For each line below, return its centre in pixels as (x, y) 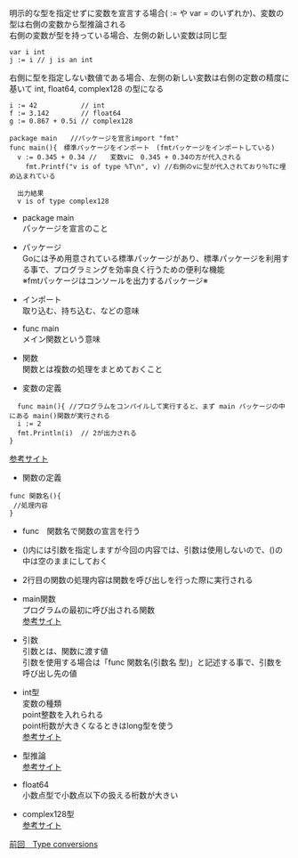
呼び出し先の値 (49, 673)
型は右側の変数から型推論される (68, 24)
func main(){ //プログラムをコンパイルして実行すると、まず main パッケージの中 (152, 407)
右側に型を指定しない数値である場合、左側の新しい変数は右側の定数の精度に (149, 77)
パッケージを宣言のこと (65, 228)
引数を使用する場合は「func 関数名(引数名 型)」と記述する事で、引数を (152, 662)
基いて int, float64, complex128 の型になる (87, 89)
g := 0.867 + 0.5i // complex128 (71, 121)
